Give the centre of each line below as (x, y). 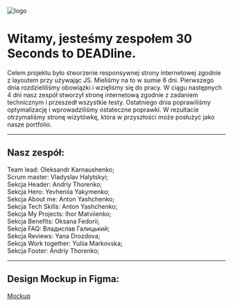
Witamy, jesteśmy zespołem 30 (100, 39)
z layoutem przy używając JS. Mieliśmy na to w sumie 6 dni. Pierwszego (111, 80)
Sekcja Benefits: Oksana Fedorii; (53, 221)
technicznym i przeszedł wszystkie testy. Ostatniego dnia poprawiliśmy (109, 102)
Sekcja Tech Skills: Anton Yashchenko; (62, 206)
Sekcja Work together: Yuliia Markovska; (65, 243)
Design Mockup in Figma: (63, 279)
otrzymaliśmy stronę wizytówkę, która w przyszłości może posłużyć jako (111, 117)
